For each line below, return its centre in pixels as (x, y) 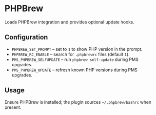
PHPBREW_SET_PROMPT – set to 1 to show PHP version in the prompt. (77, 49)
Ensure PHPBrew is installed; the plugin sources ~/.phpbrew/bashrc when (78, 102)
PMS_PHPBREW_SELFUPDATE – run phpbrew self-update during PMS (75, 59)
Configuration (26, 37)
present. (13, 107)
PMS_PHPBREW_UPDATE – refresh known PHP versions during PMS (74, 70)
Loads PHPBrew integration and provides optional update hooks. (69, 22)
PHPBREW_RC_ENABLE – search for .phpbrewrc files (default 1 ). (70, 54)
